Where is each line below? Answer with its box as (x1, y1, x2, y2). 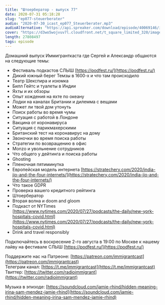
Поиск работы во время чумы (12, 109, 76, 115)
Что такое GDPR (12, 182, 47, 188)
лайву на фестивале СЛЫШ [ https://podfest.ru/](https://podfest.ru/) (5, 244, 144, 250)
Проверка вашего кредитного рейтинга (12, 187, 96, 193)
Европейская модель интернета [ (12, 166, 82, 172)
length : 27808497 (5, 35, 41, 40)
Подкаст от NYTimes (12, 203, 56, 209)
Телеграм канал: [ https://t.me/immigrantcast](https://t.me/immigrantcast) (5, 264, 156, 270)
